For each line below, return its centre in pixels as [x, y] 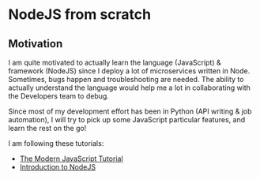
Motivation [36, 44]
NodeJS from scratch [80, 15]
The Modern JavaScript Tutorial [72, 158]
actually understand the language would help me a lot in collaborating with [130, 88]
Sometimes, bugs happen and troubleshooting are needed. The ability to [126, 79]
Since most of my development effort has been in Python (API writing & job [130, 111]
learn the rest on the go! [47, 128]
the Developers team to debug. [58, 96]
